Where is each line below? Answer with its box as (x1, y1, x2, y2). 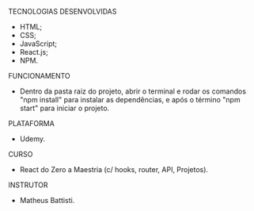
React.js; (19, 48, 49, 56)
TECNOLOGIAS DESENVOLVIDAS (8, 7, 117, 16)
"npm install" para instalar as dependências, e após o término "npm (19, 95, 241, 104)
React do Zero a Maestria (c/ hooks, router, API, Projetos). (19, 165, 208, 174)
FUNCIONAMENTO (8, 71, 71, 80)
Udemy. (19, 134, 46, 144)
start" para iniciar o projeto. (19, 103, 110, 113)
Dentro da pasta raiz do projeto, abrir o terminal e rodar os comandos (19, 86, 247, 96)
